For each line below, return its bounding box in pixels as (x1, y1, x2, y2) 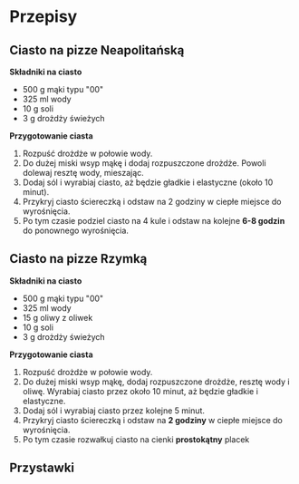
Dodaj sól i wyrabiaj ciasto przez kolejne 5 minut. (22, 405, 206, 416)
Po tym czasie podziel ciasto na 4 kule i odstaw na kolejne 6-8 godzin (22, 216, 285, 226)
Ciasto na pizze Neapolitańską (9, 43, 185, 58)
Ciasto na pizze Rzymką (9, 251, 148, 266)
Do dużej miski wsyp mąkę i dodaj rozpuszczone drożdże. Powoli (22, 158, 266, 169)
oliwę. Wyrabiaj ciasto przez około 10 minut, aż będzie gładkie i (22, 385, 258, 396)
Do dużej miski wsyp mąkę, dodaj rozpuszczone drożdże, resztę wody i (22, 376, 290, 387)
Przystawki (9, 460, 75, 476)
